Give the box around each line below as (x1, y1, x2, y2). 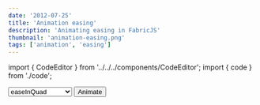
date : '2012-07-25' (8, 11, 73, 20)
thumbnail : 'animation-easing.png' (8, 33, 126, 42)
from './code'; (8, 71, 53, 81)
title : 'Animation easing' (8, 19, 97, 27)
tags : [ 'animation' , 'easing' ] (8, 41, 111, 49)
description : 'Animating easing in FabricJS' (8, 26, 160, 34)
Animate (77, 88, 103, 96)
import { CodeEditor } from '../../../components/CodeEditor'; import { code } (8, 62, 253, 72)
